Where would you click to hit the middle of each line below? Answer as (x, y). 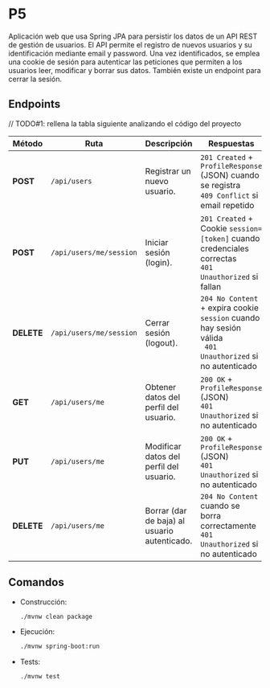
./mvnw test (40, 677)
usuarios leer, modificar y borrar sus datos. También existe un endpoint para (135, 70)
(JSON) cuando (230, 175)
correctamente (229, 526)
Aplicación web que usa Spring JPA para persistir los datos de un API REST (133, 36)
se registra (221, 185)
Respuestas (231, 143)
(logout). (162, 342)
